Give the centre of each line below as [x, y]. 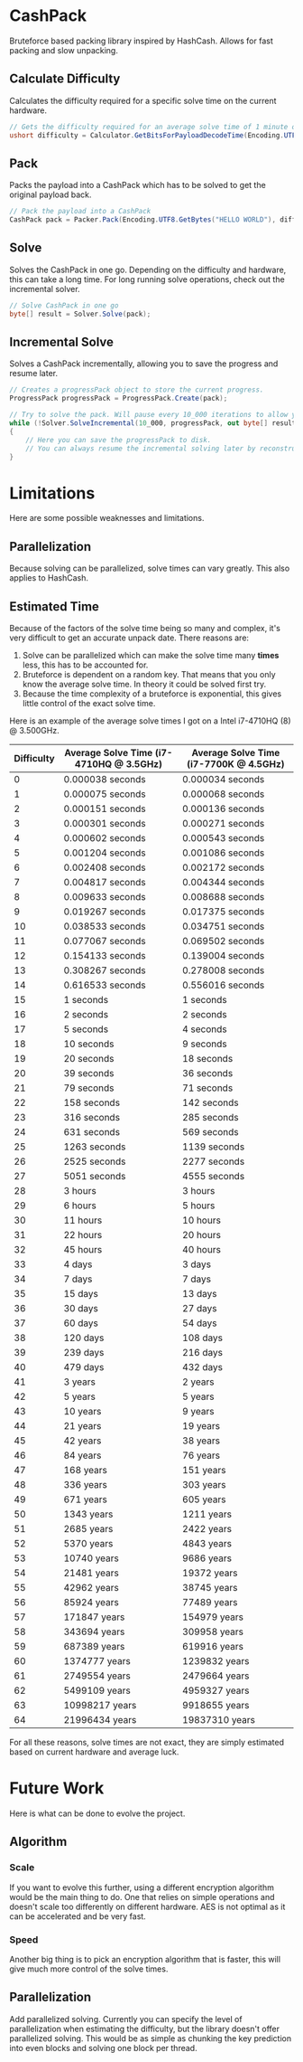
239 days [84, 1353]
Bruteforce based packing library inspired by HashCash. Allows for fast [141, 41]
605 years [204, 1499]
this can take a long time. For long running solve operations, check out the [147, 279]
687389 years [94, 1646]
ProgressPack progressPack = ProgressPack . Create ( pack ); [119, 399]
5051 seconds [95, 1176]
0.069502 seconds [223, 941]
